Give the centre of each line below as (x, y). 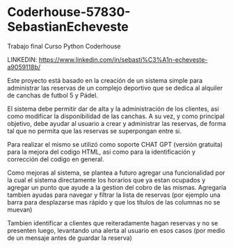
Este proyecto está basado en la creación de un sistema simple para (105, 80)
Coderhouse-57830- (69, 12)
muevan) (20, 209)
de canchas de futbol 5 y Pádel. (53, 95)
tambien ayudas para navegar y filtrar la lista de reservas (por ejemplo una (114, 195)
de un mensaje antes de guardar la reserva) (70, 238)
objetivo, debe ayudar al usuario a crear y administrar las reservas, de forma (116, 123)
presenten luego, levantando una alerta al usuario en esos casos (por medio (116, 230)
